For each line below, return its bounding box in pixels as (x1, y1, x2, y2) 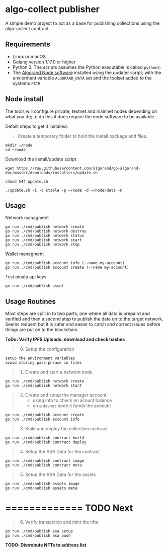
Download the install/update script (5, 156, 76, 162)
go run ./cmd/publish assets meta (5, 486, 78, 491)
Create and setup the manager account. (25, 392, 108, 398)
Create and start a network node (25, 369, 93, 375)
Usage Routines (5, 297, 56, 305)
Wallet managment (5, 251, 44, 257)
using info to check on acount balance (32, 398, 112, 404)
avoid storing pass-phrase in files (5, 360, 82, 365)
